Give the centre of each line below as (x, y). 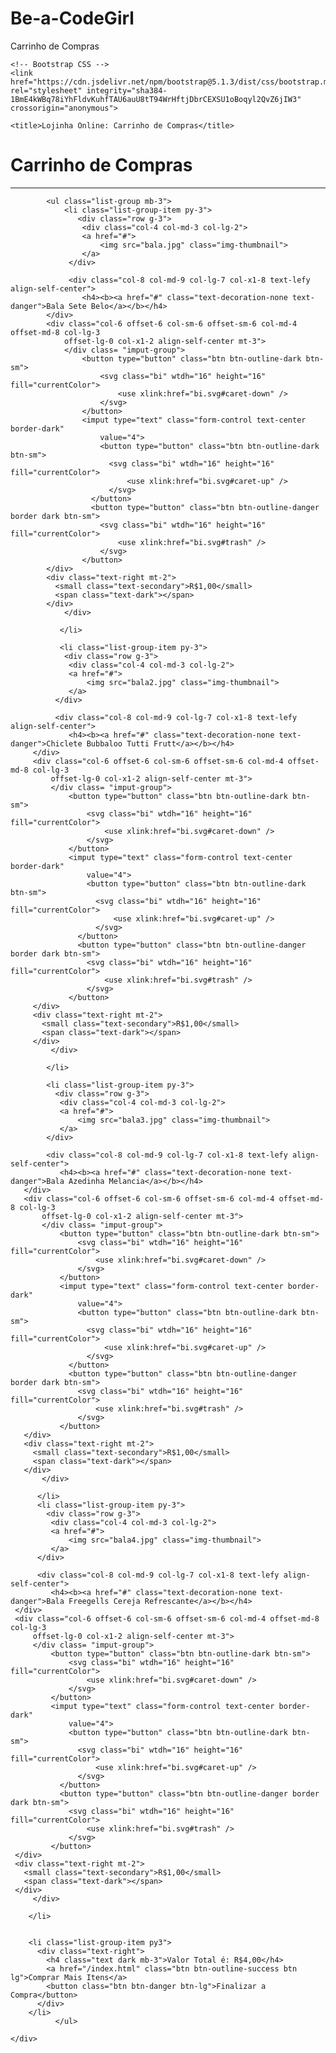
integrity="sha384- (127, 90)
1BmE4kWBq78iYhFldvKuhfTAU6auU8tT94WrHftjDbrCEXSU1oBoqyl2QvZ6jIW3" (156, 99)
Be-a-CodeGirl (72, 18)
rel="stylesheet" (46, 90)
